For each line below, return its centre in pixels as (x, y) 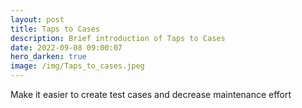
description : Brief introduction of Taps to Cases (118, 38)
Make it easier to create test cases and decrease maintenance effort (151, 94)
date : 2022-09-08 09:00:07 (66, 47)
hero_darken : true (48, 57)
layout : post (37, 19)
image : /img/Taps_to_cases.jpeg (77, 66)
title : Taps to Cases (55, 29)
